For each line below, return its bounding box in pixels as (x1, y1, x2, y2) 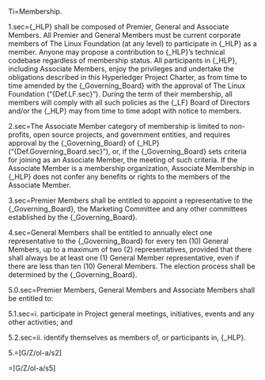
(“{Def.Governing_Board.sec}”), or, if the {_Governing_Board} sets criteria (8, 146, 247, 156)
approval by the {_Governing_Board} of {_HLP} (8, 139, 160, 147)
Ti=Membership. (8, 7, 62, 16)
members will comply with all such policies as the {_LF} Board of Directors (8, 98, 251, 107)
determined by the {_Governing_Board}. (8, 270, 138, 279)
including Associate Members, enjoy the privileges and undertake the (8, 64, 235, 74)
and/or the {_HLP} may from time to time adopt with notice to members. (8, 106, 242, 116)
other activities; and (8, 317, 74, 327)
